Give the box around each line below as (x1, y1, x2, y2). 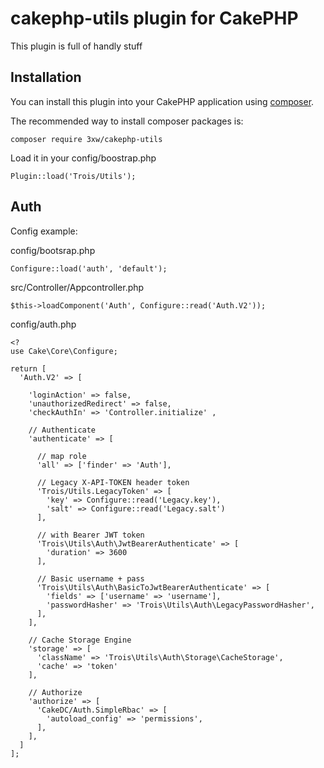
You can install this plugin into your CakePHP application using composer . (10, 95, 315, 107)
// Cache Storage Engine (28, 635, 132, 645)
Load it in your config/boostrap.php (10, 152, 157, 164)
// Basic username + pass (36, 573, 145, 584)
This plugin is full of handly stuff (10, 40, 143, 52)
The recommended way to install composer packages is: (10, 115, 244, 127)
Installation (10, 69, 82, 86)
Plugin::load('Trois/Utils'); (10, 171, 137, 181)
